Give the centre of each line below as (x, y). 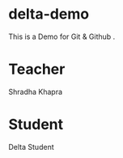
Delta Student (31, 147)
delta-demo (49, 14)
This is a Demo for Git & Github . (62, 36)
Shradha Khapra (36, 92)
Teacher (37, 69)
